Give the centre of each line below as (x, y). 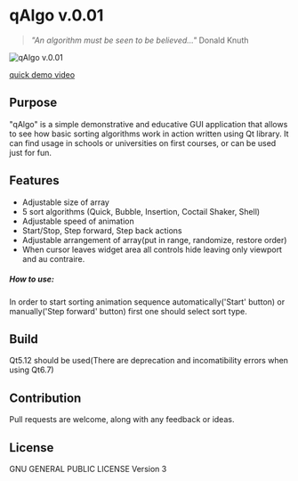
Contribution (45, 398)
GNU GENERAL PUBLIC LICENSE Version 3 (88, 469)
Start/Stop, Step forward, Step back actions (102, 230)
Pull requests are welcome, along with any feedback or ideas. (122, 420)
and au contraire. (53, 258)
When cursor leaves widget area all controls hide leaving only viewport (152, 249)
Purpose (33, 103)
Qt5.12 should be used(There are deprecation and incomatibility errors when (149, 361)
